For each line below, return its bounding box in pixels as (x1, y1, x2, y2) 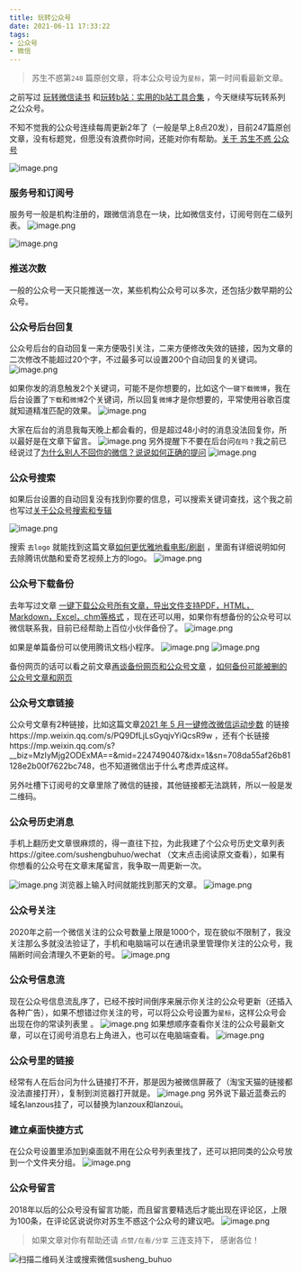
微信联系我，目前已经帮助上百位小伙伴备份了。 (9, 623, 182, 633)
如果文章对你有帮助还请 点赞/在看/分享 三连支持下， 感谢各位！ (31, 1234, 261, 1245)
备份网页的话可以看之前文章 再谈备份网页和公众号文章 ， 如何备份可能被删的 (9, 660, 288, 671)
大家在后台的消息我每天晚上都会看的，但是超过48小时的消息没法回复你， (9, 424, 280, 435)
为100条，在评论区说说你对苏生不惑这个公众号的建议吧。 (9, 1215, 220, 1226)
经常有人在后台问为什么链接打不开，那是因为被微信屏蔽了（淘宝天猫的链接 (9, 1077, 285, 1087)
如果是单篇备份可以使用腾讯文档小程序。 (9, 641, 159, 652)
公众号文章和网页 (9, 672, 73, 683)
